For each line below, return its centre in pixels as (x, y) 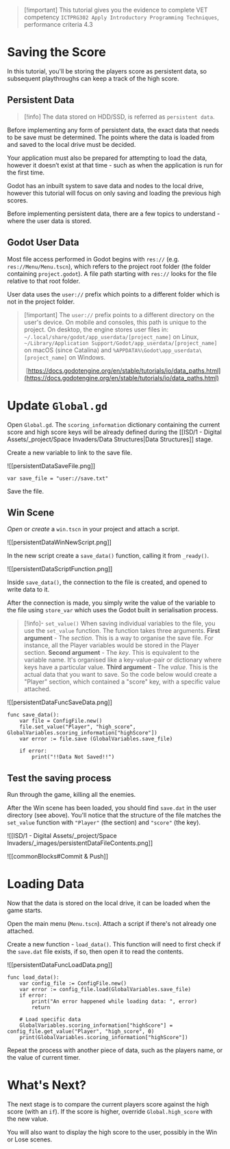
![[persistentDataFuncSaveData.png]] (60, 702)
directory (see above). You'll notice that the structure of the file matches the (114, 815)
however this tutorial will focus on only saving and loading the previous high (114, 193)
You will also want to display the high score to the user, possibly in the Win (112, 1132)
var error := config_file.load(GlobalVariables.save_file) (105, 990)
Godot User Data (43, 243)
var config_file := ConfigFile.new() (73, 984)
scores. (18, 200)
